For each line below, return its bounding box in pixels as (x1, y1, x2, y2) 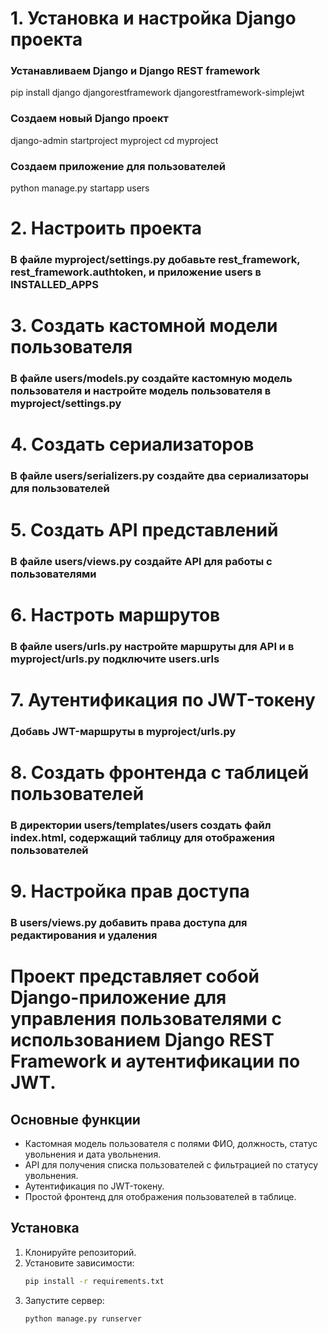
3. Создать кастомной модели (10, 315, 278, 337)
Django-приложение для (10, 987, 227, 1009)
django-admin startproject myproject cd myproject (10, 134, 219, 146)
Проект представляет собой (10, 965, 260, 988)
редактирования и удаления (10, 928, 158, 942)
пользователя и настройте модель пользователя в (10, 384, 272, 398)
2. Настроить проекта (10, 217, 202, 240)
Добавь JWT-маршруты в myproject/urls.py (10, 724, 237, 738)
